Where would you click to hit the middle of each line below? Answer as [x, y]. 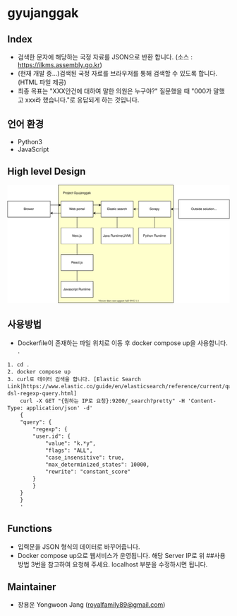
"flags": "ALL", [69, 451]
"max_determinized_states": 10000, [97, 465]
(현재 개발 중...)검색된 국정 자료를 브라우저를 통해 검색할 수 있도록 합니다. [117, 73]
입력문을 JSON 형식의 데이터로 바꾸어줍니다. [79, 547]
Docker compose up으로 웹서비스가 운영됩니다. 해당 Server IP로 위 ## [116, 555]
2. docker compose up [39, 372]
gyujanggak [43, 13]
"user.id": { [52, 436]
